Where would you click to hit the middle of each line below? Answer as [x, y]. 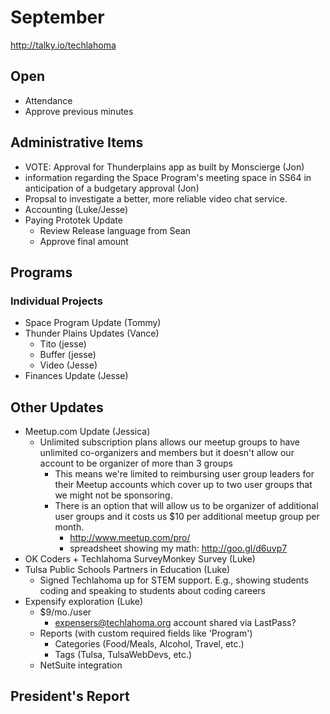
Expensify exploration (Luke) [84, 602]
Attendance [48, 100]
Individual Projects [56, 301]
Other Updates [57, 407]
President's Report [70, 696]
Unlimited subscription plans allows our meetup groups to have [169, 442]
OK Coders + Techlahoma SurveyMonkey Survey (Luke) [140, 559]
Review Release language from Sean [115, 230]
